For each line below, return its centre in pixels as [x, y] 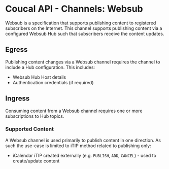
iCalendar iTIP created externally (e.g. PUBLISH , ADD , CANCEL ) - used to [84, 155]
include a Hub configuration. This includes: [50, 67]
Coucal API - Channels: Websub [74, 9]
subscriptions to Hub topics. [35, 116]
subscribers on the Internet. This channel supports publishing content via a [84, 28]
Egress [16, 49]
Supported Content [30, 129]
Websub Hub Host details [39, 77]
